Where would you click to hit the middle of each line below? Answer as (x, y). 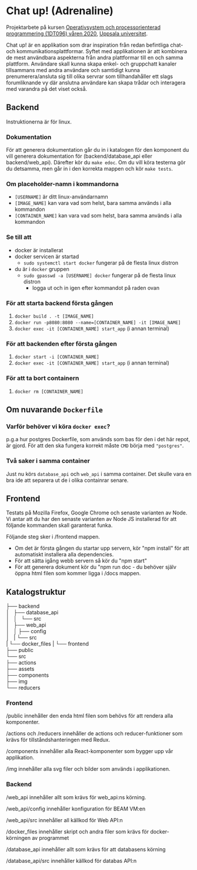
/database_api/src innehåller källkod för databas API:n (71, 861)
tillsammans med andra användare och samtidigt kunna (73, 70)
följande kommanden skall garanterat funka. (59, 525)
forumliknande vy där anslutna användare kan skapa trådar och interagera (96, 82)
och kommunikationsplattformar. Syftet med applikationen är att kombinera (96, 51)
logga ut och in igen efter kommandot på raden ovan (96, 288)
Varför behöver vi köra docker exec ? (58, 426)
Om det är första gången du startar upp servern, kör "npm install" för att (102, 548)
